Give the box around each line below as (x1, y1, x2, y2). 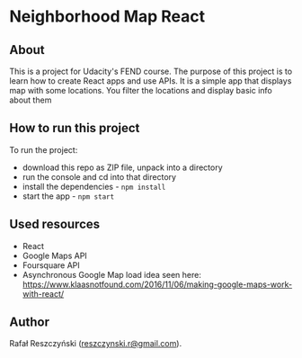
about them (9, 94, 52, 105)
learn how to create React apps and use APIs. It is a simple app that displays (9, 76, 292, 86)
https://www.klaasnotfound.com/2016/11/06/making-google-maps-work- (22, 279, 293, 290)
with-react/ (22, 288, 65, 299)
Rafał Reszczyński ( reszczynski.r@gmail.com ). (9, 338, 182, 349)
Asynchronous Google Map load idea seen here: (22, 269, 202, 280)
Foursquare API (22, 259, 81, 271)
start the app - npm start (22, 191, 115, 201)
